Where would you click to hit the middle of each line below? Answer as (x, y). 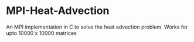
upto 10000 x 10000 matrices (42, 33)
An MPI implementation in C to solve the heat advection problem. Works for (97, 27)
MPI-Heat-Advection (58, 11)
